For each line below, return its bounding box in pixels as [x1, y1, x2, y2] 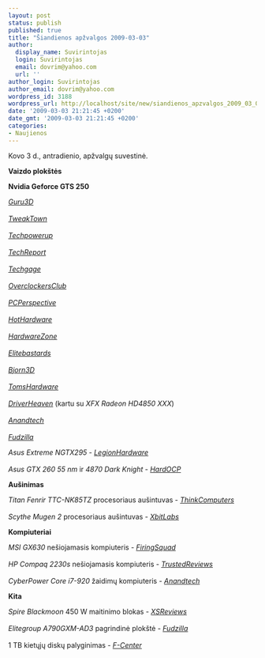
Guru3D [8, 197, 34, 206]
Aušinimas [8, 479, 45, 489]
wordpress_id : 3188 [8, 93, 73, 100]
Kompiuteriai [8, 527, 52, 536]
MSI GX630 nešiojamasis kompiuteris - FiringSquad [8, 543, 176, 552]
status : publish [8, 19, 62, 27]
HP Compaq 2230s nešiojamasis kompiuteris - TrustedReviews [8, 559, 213, 569]
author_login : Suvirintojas [8, 78, 101, 85]
